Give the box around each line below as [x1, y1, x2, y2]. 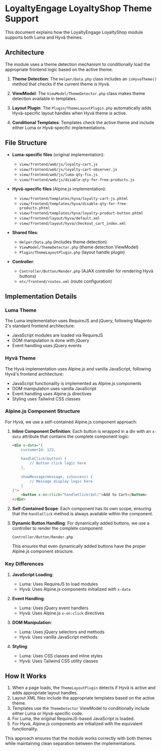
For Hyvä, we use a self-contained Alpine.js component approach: [5, 419, 137, 425]
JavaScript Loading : [12, 572, 54, 577]
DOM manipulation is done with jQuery [12, 337, 90, 343]
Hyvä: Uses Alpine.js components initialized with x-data [19, 586, 131, 592]
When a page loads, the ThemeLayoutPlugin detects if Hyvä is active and [12, 685, 156, 691]
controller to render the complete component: [12, 526, 104, 531]
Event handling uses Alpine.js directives [12, 391, 92, 397]
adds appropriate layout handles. [12, 690, 79, 696]
